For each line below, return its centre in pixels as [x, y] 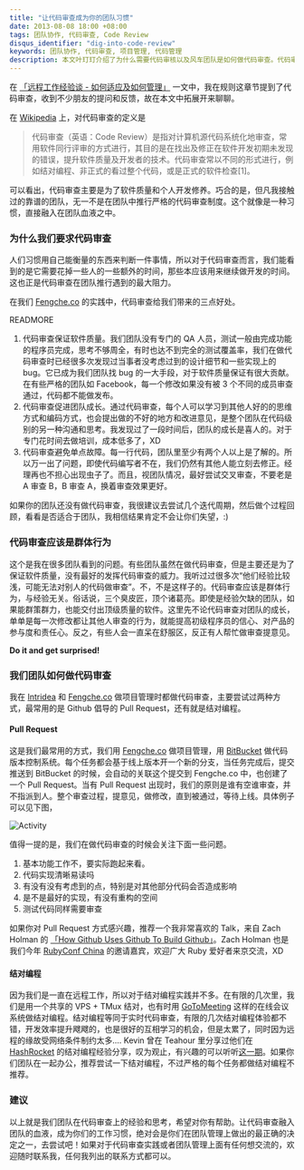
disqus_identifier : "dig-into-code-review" [93, 43]
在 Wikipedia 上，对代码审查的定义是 [78, 117]
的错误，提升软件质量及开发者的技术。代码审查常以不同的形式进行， [158, 159]
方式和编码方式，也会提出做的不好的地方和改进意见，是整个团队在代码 [153, 418]
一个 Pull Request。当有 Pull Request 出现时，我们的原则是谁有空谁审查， [146, 785]
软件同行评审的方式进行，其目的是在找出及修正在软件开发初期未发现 [166, 148]
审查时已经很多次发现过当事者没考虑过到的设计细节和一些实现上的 [153, 361]
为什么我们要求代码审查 [60, 239]
